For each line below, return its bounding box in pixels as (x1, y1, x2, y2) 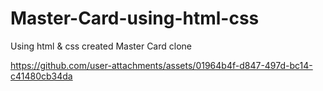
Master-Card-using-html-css (10, 7, 260, 30)
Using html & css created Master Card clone (10, 40, 192, 52)
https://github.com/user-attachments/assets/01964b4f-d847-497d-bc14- (10, 59, 313, 71)
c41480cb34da (10, 70, 73, 82)
